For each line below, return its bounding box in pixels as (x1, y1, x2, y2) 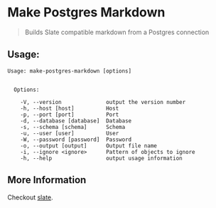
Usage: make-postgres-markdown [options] (7, 67, 132, 75)
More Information (7, 174, 87, 186)
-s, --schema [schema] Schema (20, 123, 126, 130)
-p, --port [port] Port (20, 111, 119, 118)
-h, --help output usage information (20, 155, 183, 162)
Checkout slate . (7, 193, 53, 202)
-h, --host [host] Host (20, 105, 119, 112)
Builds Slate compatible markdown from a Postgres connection (24, 28, 210, 36)
